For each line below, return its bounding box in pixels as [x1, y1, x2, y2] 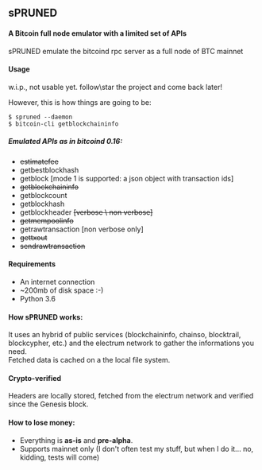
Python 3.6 [19, 293, 56, 303]
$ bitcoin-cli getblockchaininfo [8, 119, 119, 128]
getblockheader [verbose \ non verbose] [19, 207, 153, 217]
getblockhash [19, 199, 65, 208]
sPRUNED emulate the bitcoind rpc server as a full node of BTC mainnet [8, 46, 244, 56]
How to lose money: [8, 418, 75, 427]
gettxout [19, 232, 48, 242]
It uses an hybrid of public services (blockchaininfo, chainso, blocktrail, [8, 330, 241, 340]
